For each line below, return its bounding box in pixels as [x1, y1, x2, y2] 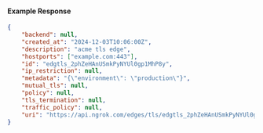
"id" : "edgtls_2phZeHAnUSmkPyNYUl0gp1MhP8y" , [21, 59, 174, 68]
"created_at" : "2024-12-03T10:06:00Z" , [21, 38, 152, 46]
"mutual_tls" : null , [21, 82, 89, 90]
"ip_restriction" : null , [21, 67, 103, 75]
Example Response [7, 6, 71, 16]
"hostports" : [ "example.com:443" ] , [21, 52, 138, 60]
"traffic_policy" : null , [21, 103, 103, 111]
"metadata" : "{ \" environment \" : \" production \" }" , [21, 74, 191, 82]
